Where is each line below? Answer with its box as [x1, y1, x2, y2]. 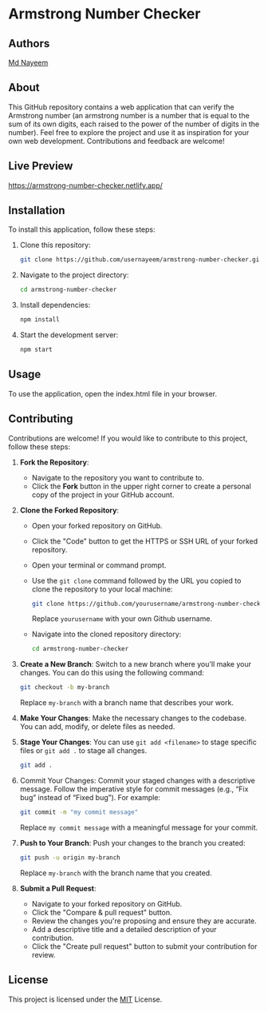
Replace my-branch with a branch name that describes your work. [19, 698, 234, 707]
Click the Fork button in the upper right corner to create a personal [31, 481, 251, 491]
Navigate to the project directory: [19, 270, 129, 280]
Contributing [8, 412, 73, 426]
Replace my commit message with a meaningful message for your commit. [19, 823, 258, 832]
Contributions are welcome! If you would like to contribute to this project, [8, 433, 248, 443]
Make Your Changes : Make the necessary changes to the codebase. [19, 713, 247, 723]
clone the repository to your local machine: [31, 584, 173, 594]
